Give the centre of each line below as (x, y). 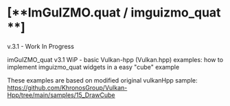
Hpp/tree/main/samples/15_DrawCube (61, 95)
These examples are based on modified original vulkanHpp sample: (102, 80)
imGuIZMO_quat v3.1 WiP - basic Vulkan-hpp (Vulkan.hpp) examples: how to (115, 59)
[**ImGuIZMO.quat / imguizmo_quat (114, 13)
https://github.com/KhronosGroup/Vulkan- (67, 87)
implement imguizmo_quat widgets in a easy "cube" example (93, 67)
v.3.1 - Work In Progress (41, 46)
